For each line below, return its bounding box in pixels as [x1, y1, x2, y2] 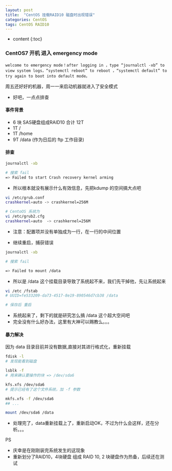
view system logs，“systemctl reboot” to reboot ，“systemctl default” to [5, 68, 167, 73]
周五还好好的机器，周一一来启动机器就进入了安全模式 [5, 83, 118, 89]
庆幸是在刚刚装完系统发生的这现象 [12, 447, 85, 454]
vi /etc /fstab [5, 288, 38, 293]
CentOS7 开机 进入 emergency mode [5, 50, 98, 57]
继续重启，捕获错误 [12, 239, 54, 245]
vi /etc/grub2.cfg [5, 214, 45, 219]
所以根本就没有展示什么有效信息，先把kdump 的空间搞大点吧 [12, 185, 141, 191]
